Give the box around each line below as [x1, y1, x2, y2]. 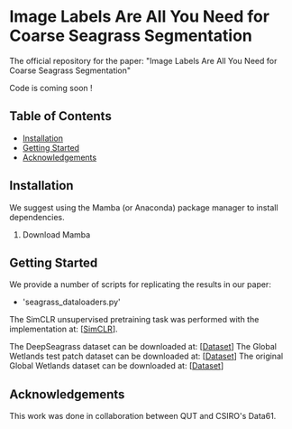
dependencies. [9, 211, 65, 222]
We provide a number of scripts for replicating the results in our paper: [9, 279, 272, 290]
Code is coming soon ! [9, 82, 93, 93]
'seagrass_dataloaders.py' [22, 296, 121, 308]
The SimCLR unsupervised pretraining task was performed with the [9, 314, 260, 325]
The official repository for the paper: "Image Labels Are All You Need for [9, 55, 278, 66]
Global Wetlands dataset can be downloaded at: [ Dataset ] [9, 360, 224, 371]
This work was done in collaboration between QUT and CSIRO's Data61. [9, 411, 277, 422]
